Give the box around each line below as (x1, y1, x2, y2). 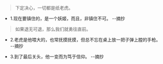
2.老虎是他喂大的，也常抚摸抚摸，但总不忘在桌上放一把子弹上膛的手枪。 (10, 37, 161, 42)
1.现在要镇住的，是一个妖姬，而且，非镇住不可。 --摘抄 (10, 15, 126, 21)
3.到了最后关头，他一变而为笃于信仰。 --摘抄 (10, 53, 104, 59)
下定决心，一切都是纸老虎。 (15, 5, 73, 10)
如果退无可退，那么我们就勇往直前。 (15, 26, 91, 32)
